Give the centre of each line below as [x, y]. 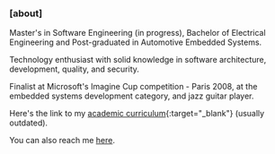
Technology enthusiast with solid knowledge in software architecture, [138, 60]
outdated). [28, 123]
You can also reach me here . [62, 141]
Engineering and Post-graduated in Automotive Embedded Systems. [136, 42]
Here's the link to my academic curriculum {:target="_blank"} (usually [137, 114]
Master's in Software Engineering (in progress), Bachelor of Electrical [138, 33]
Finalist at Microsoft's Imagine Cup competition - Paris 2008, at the [133, 87]
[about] [26, 13]
